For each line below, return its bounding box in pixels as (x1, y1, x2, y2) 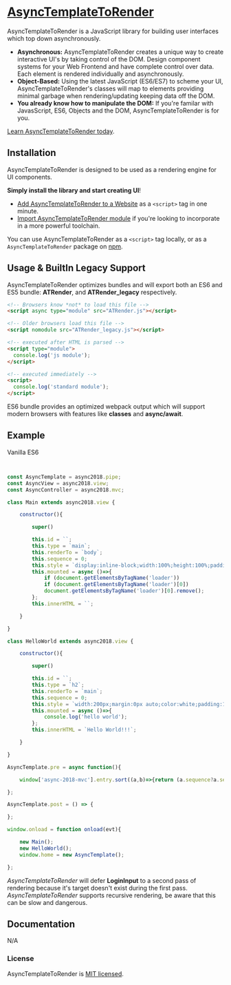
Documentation (7, 918, 76, 930)
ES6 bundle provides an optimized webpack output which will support (7, 402, 206, 411)
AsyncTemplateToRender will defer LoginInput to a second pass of (7, 876, 197, 884)
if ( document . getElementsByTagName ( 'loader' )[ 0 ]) (43, 581, 189, 588)
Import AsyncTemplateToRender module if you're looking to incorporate (16, 214, 220, 222)
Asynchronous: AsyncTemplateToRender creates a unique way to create (16, 48, 224, 56)
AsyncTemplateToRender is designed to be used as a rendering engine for (7, 165, 217, 173)
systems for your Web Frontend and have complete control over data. (16, 62, 214, 70)
